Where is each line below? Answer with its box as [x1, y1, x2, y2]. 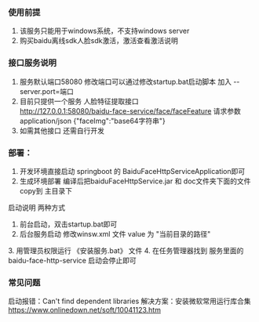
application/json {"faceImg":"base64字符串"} [19, 116, 166, 125]
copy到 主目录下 [19, 186, 73, 195]
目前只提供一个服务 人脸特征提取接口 [19, 96, 139, 106]
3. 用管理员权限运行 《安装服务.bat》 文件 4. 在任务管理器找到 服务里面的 [8, 245, 244, 255]
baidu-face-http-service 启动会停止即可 [8, 255, 137, 265]
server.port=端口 [19, 86, 75, 96]
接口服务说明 [8, 57, 57, 68]
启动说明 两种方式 [8, 202, 65, 212]
